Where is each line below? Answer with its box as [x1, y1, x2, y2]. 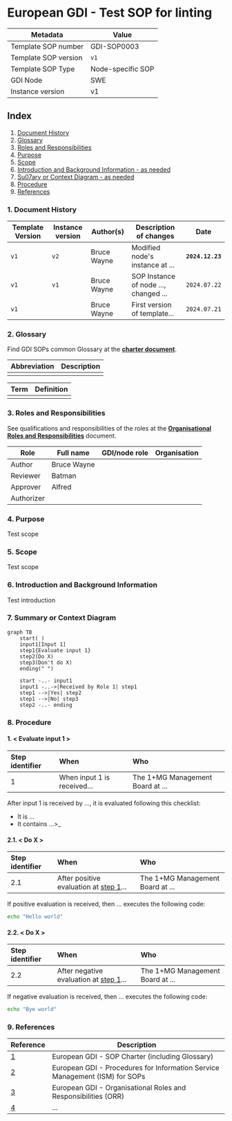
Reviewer [10, 471, 41, 481]
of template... [131, 309, 175, 319]
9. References [7, 1023, 55, 1032]
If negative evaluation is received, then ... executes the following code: [7, 992, 208, 1001]
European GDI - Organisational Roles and [51, 1083, 186, 1093]
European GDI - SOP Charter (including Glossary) [51, 1052, 214, 1061]
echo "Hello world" [7, 913, 64, 920]
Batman [51, 471, 77, 481]
